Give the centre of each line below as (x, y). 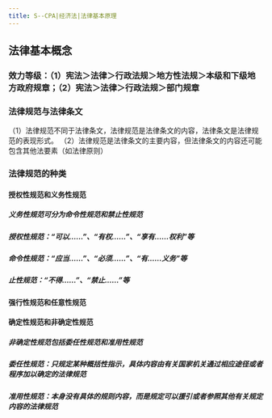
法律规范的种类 (38, 174)
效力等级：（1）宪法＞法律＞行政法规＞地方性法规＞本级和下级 (128, 75)
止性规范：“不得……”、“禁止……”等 (69, 281)
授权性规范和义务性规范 (47, 194)
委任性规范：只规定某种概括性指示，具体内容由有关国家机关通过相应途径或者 (136, 364)
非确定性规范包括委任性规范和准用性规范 (75, 342)
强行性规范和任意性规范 (47, 302)
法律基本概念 (40, 51)
